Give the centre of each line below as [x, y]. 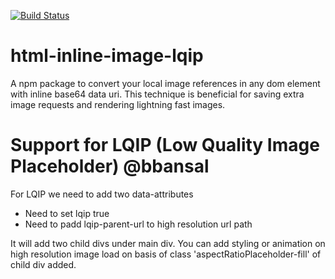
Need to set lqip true [67, 213]
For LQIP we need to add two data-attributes [102, 194]
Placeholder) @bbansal [110, 166]
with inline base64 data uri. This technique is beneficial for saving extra [157, 94]
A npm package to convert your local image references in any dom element [165, 83]
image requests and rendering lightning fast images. [118, 104]
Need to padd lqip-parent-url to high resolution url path [138, 224]
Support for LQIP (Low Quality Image [165, 145]
